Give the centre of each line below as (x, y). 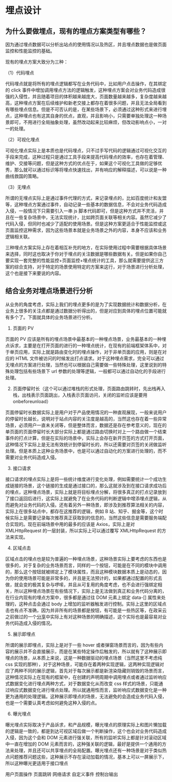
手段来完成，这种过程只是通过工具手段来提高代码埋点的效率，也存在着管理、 (86, 157)
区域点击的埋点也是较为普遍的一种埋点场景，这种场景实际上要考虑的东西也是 (86, 559)
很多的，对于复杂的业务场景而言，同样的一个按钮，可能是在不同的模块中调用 (86, 565)
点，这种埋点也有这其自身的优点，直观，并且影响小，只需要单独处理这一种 (84, 116)
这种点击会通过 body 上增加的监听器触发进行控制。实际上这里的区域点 (93, 604)
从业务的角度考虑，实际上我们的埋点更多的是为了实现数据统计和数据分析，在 (86, 304)
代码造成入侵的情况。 (32, 623)
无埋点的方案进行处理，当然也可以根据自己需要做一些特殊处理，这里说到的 (84, 365)
